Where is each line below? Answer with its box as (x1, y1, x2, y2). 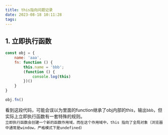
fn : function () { (14, 60, 53, 65)
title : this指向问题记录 (5, 7, 53, 13)
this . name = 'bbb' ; (23, 64, 65, 70)
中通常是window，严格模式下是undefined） (5, 125, 85, 130)
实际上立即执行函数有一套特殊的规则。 (5, 113, 85, 119)
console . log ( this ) (32, 74, 71, 79)
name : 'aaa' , (14, 55, 42, 61)
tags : (5, 17, 17, 22)
